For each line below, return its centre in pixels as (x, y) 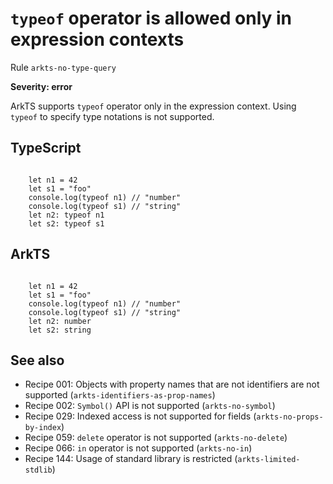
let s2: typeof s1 (66, 223)
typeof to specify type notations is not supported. (112, 116)
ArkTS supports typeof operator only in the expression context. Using (153, 106)
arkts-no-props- (290, 417)
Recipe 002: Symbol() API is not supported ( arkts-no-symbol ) (150, 406)
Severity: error (41, 86)
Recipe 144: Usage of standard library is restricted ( (131, 459)
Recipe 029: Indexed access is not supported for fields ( (140, 416)
